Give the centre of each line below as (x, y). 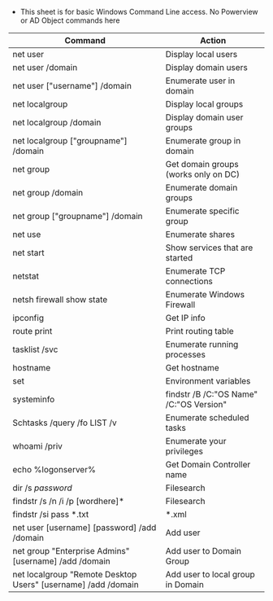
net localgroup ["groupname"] (70, 140)
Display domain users (206, 67)
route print (32, 331)
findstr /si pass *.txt (51, 514)
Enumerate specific (202, 211)
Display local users (201, 54)
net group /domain (48, 193)
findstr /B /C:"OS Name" (212, 394)
